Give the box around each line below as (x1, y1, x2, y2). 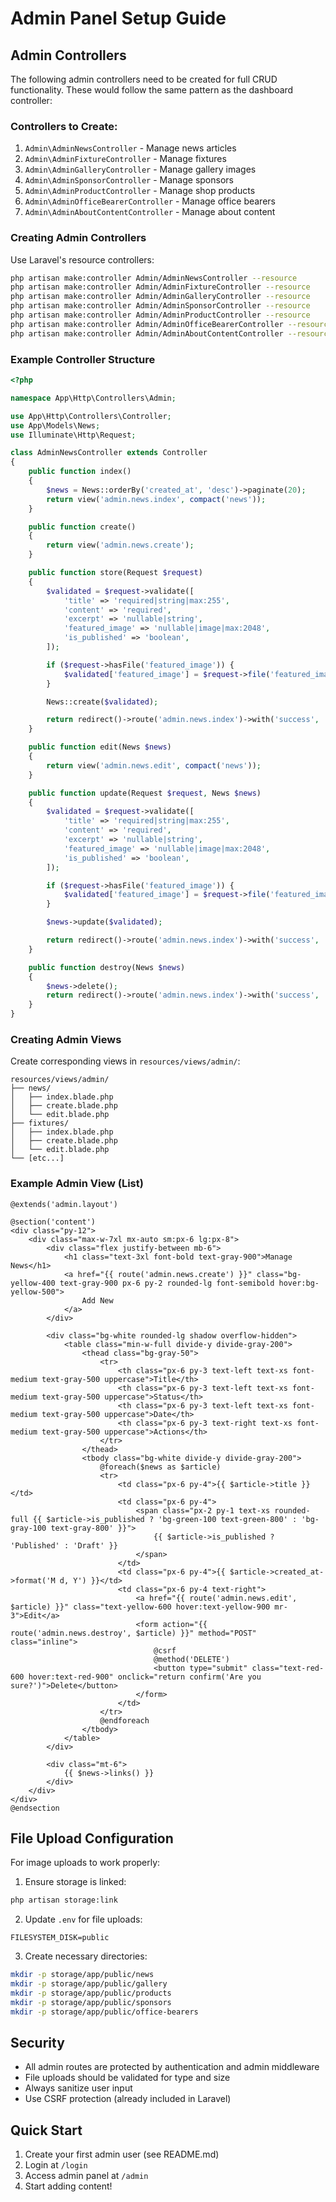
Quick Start (10, 2122, 83, 2139)
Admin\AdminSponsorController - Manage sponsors (24, 174, 234, 186)
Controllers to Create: (10, 119, 118, 133)
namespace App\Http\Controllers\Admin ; (10, 393, 177, 403)
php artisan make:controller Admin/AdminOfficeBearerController (10, 319, 284, 329)
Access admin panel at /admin (24, 2170, 149, 2182)
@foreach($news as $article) (99, 1462, 222, 1472)
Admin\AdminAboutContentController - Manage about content (24, 206, 276, 218)
